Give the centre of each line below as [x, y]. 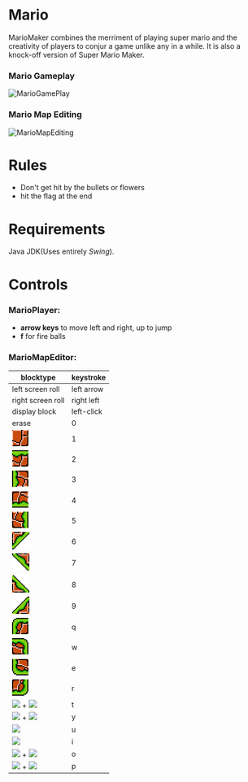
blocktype [38, 377]
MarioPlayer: [35, 310]
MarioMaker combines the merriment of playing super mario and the [123, 37]
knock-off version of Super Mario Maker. [76, 54]
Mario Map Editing [46, 115]
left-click [87, 411]
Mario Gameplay [42, 76]
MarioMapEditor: [43, 357]
